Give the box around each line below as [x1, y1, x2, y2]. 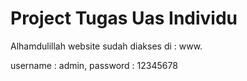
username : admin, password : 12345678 [10, 59, 178, 71]
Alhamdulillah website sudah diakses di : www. [10, 40, 203, 52]
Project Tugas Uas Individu [10, 7, 238, 30]
